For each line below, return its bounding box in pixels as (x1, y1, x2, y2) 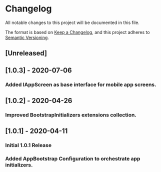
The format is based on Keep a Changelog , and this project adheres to (5, 29, 150, 35)
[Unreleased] (5, 49, 47, 57)
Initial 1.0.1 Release (5, 142, 51, 149)
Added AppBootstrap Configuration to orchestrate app (5, 155, 140, 162)
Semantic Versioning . (5, 34, 49, 40)
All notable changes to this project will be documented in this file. (5, 19, 140, 25)
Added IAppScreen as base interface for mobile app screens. (5, 81, 156, 88)
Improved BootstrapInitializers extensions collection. (5, 111, 136, 118)
